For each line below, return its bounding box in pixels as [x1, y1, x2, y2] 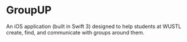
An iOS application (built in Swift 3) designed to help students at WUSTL [6, 23, 182, 30]
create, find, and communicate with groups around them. [6, 29, 145, 36]
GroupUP [6, 3, 52, 17]
